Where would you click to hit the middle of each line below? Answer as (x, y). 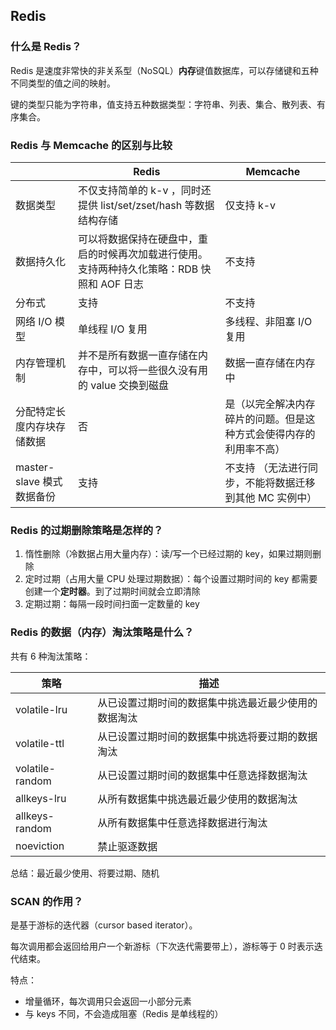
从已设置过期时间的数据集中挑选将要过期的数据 (207, 736)
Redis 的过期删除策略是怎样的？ (87, 530)
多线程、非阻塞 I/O (268, 321)
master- (35, 467)
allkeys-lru (41, 798)
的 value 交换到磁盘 (123, 385)
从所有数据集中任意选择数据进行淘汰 (182, 822)
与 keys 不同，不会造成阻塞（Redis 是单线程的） (124, 1013)
